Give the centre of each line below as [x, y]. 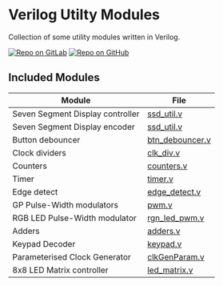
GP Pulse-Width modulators [65, 204]
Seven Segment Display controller [76, 114]
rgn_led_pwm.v [176, 218]
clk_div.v [164, 152]
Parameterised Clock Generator [72, 256]
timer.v [160, 179]
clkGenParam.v [176, 256]
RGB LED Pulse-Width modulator [75, 218]
